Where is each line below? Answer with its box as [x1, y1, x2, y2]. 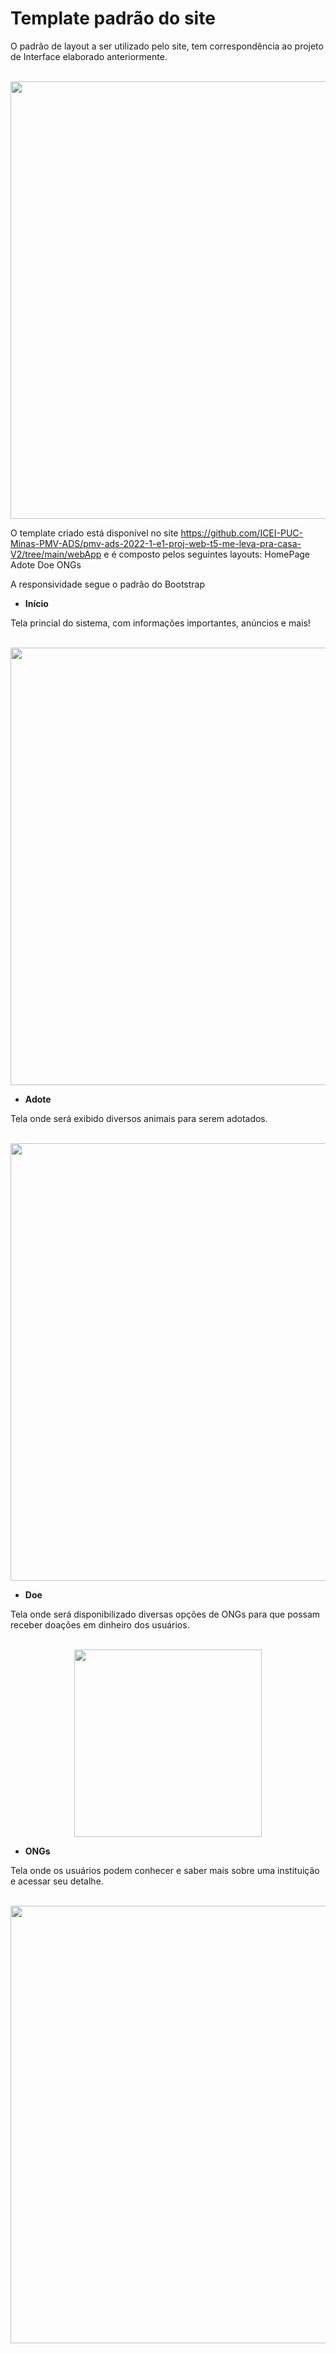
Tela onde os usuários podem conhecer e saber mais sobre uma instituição [10, 1864, 320, 1876]
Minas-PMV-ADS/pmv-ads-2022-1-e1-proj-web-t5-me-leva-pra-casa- [10, 537, 302, 549]
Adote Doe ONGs [10, 558, 82, 571]
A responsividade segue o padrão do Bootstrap [10, 578, 205, 590]
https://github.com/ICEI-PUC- [180, 527, 304, 539]
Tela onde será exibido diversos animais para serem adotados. [10, 1112, 268, 1124]
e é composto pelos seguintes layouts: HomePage [103, 548, 311, 560]
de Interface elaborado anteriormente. [10, 50, 168, 62]
